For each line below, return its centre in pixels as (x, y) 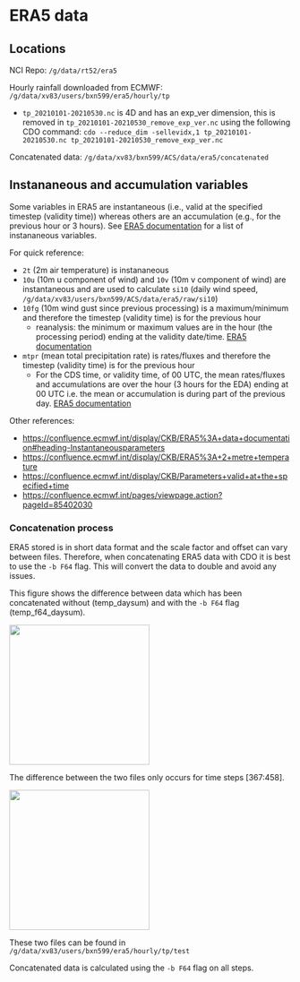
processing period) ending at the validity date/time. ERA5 (141, 336)
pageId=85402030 (57, 504)
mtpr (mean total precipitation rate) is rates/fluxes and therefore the (146, 356)
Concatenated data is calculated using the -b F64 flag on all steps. (132, 968)
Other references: (42, 420)
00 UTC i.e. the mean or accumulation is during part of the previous (160, 393)
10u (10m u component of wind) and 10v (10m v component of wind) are (154, 280)
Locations (38, 49)
